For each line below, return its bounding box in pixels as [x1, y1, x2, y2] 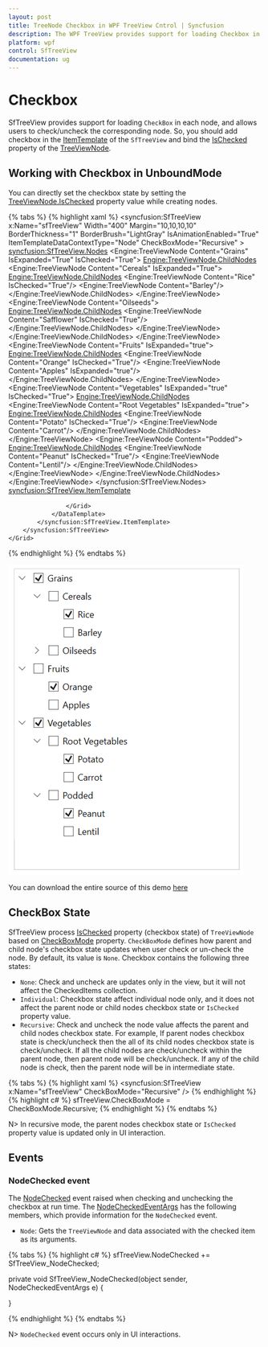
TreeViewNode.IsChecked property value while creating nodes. [8, 196, 218, 206]
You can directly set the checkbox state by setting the [8, 187, 187, 197]
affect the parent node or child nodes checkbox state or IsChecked [19, 1002, 239, 1012]
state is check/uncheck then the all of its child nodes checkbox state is [19, 1037, 255, 1046]
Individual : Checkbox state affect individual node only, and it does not [19, 994, 255, 1004]
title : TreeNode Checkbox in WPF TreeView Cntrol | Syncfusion [8, 21, 225, 30]
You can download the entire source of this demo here [8, 882, 189, 892]
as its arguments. [19, 1234, 78, 1244]
